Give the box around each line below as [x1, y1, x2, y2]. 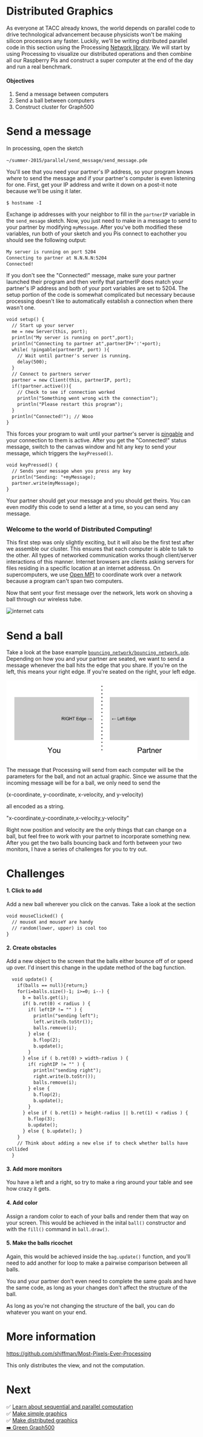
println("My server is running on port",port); [12, 335, 135, 341]
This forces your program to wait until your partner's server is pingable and [6, 430, 194, 438]
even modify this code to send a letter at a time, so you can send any [6, 504, 179, 511]
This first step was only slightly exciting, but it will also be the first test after [6, 539, 195, 546]
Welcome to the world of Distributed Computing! [6, 525, 153, 533]
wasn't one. [6, 304, 36, 311]
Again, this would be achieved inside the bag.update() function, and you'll [6, 1253, 191, 1260]
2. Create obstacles [6, 944, 57, 951]
